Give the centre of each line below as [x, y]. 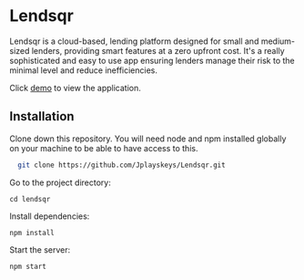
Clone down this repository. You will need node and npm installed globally [148, 139]
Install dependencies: [50, 216]
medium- [278, 41]
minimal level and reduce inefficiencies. [83, 70]
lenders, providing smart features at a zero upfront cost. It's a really [158, 50]
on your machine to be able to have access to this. [104, 148]
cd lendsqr [30, 199]
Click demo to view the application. [75, 88]
